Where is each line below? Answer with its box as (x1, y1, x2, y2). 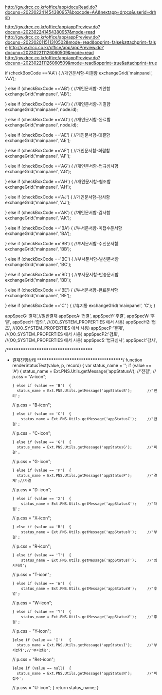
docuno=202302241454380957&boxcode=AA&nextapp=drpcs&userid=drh (5, 9, 157, 15)
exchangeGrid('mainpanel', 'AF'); (5, 153, 71, 159)
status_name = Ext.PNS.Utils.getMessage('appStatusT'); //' (21, 558, 154, 563)
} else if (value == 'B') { (12, 383, 72, 388)
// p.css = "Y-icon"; (12, 628, 51, 634)
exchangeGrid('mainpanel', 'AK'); (5, 215, 72, 221)
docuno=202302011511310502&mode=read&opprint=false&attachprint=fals (5, 39, 156, 45)
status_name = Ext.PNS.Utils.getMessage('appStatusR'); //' (21, 530, 154, 535)
